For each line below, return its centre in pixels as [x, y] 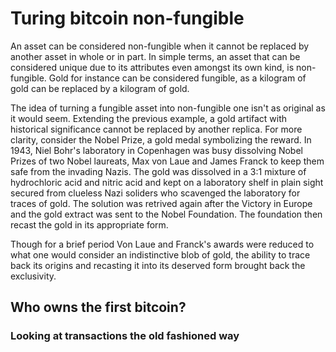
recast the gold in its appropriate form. [89, 224]
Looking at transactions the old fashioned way [125, 336]
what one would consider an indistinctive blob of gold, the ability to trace [160, 254]
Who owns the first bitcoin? [98, 307]
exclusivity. [33, 276]
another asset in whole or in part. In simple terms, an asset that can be [155, 56]
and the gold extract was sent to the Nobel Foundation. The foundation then [166, 214]
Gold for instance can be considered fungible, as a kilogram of [177, 78]
